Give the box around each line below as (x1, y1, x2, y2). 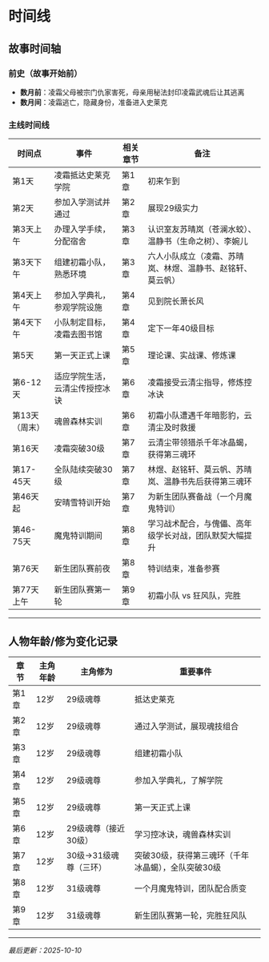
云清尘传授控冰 (54, 383, 110, 394)
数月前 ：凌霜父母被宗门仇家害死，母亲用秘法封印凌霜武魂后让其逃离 (19, 87, 245, 97)
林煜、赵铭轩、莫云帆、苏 (147, 464, 244, 475)
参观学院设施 (54, 302, 102, 313)
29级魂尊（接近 (66, 823, 126, 834)
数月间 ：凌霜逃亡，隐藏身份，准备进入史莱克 (19, 97, 168, 107)
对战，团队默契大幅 (171, 530, 244, 541)
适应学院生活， (54, 371, 110, 382)
